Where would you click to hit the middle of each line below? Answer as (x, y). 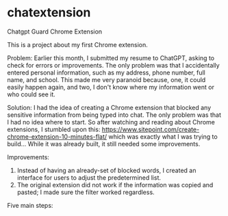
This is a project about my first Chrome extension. (78, 44)
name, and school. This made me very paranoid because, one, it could (106, 79)
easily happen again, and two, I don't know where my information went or (111, 87)
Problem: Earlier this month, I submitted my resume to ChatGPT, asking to (111, 58)
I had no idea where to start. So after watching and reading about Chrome (111, 122)
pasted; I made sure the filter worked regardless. (86, 192)
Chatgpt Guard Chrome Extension (55, 31)
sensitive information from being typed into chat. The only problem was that (114, 115)
